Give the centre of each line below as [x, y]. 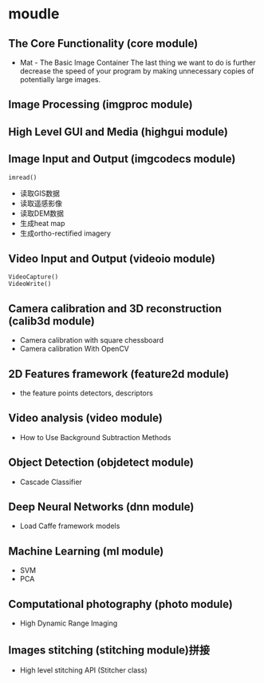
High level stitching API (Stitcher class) [83, 670]
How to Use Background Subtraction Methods [95, 437]
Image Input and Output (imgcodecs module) [122, 159]
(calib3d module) [52, 321]
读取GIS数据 [39, 193]
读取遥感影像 [41, 203]
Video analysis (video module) [86, 418]
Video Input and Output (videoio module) [112, 258]
